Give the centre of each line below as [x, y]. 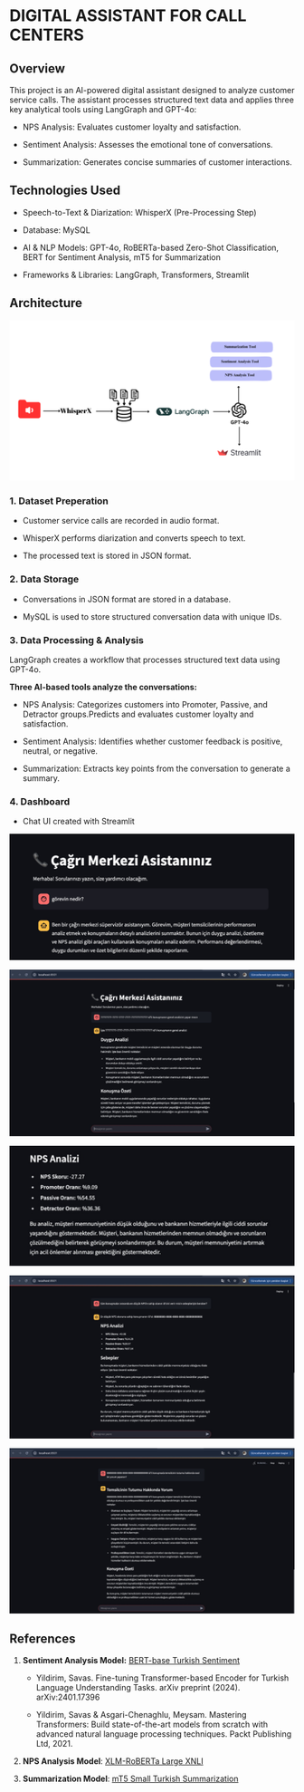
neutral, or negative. [60, 751]
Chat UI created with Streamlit [79, 822]
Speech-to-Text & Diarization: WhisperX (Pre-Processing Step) [139, 212]
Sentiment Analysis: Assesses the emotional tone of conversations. [147, 145]
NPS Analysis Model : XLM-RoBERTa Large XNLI [113, 1761]
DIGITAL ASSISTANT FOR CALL [128, 16]
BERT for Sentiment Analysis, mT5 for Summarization [122, 257]
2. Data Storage [44, 579]
